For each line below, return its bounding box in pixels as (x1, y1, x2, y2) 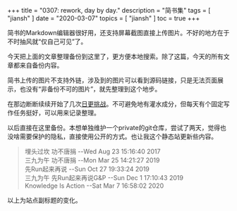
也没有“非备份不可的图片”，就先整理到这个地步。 (19, 85, 162, 93)
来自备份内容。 (19, 61, 63, 69)
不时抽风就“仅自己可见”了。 (7, 37, 87, 46)
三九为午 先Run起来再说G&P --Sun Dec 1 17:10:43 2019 (24, 174, 183, 181)
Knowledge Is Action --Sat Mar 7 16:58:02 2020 (24, 181, 164, 190)
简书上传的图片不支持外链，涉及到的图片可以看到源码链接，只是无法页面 (7, 76, 217, 84)
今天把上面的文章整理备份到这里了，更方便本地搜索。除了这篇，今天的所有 (7, 52, 224, 60)
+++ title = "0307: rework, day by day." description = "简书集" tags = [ (7, 6, 211, 14)
